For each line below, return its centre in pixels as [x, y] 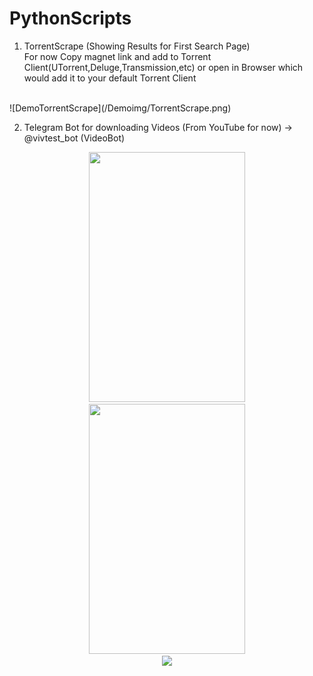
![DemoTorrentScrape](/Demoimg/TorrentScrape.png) [120, 108]
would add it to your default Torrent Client [110, 78]
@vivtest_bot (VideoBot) [74, 138]
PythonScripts [70, 18]
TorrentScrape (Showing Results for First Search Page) [137, 46]
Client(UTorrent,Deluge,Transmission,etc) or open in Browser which [163, 67]
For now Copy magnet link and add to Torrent [117, 56]
